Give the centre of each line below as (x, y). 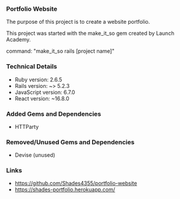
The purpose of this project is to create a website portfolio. (78, 22)
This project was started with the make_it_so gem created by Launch (90, 33)
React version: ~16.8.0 (42, 98)
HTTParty (27, 127)
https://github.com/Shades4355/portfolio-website (76, 184)
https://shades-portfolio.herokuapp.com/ (65, 189)
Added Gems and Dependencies (54, 113)
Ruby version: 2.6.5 (38, 80)
